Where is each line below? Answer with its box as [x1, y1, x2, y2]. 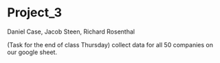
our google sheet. [7, 48, 57, 56]
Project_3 [7, 5, 63, 21]
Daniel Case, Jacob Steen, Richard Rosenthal [7, 27, 135, 36]
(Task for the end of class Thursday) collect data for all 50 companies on [7, 40, 213, 49]
